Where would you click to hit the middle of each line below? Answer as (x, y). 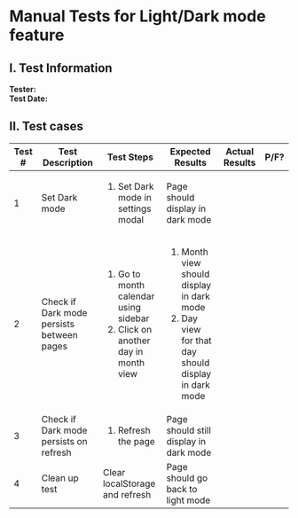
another (134, 341)
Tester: (23, 89)
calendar (137, 296)
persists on (64, 441)
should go (187, 478)
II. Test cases (47, 126)
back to (182, 489)
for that (196, 341)
